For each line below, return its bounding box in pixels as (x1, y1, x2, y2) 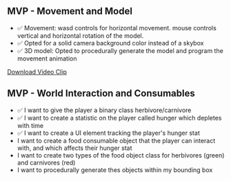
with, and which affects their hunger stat (17, 144, 132, 152)
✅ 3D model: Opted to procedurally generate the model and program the (17, 46, 224, 54)
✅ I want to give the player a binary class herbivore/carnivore (17, 106, 192, 114)
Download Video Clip (7, 67, 67, 76)
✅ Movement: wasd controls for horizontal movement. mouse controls (17, 23, 217, 32)
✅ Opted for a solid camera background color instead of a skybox (17, 39, 204, 47)
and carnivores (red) (17, 158, 76, 167)
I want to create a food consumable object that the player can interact (17, 136, 216, 145)
